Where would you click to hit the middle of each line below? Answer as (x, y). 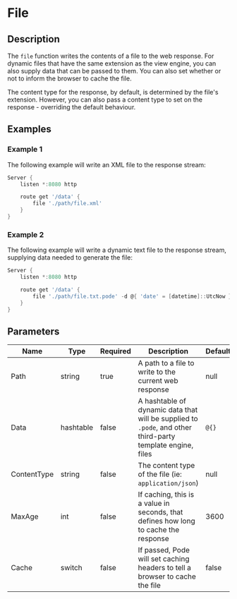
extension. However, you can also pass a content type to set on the (105, 99)
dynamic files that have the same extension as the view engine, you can (112, 63)
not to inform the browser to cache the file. (69, 78)
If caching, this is (166, 495)
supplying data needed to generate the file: (70, 258)
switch (71, 568)
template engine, (166, 445)
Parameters (34, 331)
